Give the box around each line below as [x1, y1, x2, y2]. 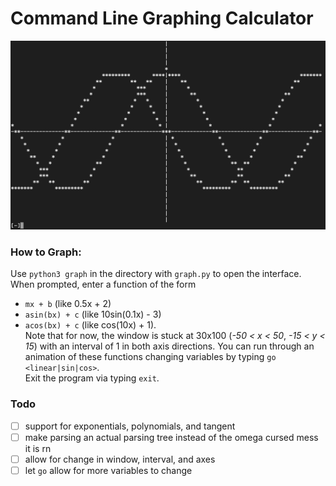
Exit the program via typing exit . [24, 372, 160, 384]
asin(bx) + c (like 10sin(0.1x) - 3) [24, 308, 162, 321]
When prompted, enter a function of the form [10, 278, 197, 291]
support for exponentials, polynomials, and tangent [24, 420, 236, 432]
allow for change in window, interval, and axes [24, 453, 216, 465]
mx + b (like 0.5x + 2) [24, 298, 112, 310]
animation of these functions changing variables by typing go [24, 351, 277, 363]
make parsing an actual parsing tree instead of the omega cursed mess [24, 431, 319, 443]
